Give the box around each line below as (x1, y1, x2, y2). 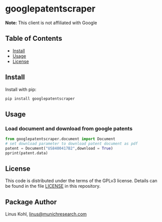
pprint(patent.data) (5, 151, 49, 156)
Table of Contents (5, 34, 63, 43)
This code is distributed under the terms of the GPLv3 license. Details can (5, 178, 157, 184)
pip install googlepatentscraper (5, 96, 75, 101)
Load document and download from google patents (5, 125, 133, 132)
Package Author (5, 197, 57, 206)
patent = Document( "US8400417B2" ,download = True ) (5, 145, 113, 151)
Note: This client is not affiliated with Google (5, 20, 97, 26)
